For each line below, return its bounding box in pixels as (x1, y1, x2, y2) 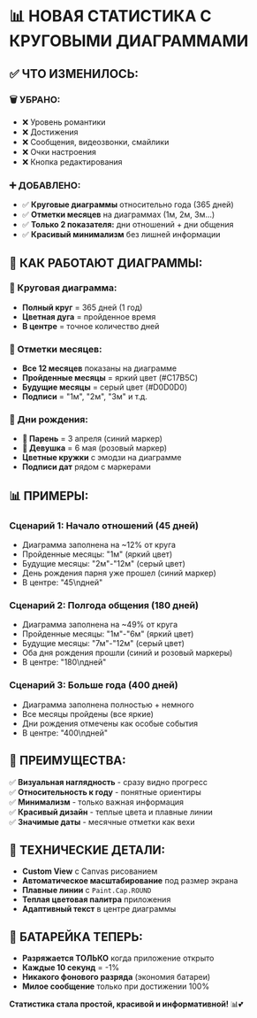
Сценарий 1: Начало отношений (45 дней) (9, 519, 199, 531)
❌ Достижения (21, 127, 79, 137)
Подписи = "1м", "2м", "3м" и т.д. (21, 391, 148, 402)
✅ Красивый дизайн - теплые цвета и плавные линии (9, 806, 214, 817)
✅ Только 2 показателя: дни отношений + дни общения (21, 220, 234, 230)
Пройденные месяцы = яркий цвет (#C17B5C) (21, 373, 199, 383)
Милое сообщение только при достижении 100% (21, 981, 210, 991)
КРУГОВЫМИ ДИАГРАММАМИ (9, 31, 249, 51)
